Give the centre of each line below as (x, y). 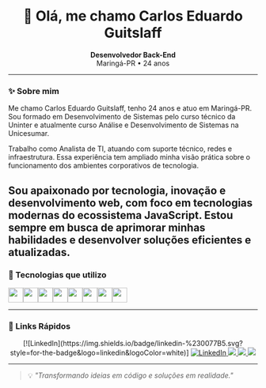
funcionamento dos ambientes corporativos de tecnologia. (104, 166)
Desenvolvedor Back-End (133, 55)
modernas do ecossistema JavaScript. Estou (121, 215)
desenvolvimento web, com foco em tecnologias (131, 203)
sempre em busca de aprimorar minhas (107, 227)
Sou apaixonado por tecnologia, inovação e (117, 190)
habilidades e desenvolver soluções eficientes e (130, 240)
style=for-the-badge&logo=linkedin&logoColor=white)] (99, 353)
